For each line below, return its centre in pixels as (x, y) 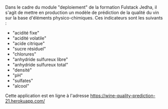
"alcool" (21, 86)
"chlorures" (24, 54)
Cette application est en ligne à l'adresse (47, 95)
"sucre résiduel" (29, 49)
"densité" (22, 70)
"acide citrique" (28, 43)
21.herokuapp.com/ (25, 101)
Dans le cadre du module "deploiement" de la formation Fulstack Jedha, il (81, 7)
